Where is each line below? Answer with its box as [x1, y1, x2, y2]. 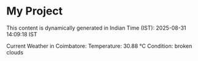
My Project [6, 4, 63, 18]
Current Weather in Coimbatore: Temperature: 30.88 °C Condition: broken [6, 42, 193, 50]
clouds [6, 48, 24, 56]
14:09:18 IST [6, 30, 38, 37]
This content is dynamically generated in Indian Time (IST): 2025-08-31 [6, 24, 186, 31]
